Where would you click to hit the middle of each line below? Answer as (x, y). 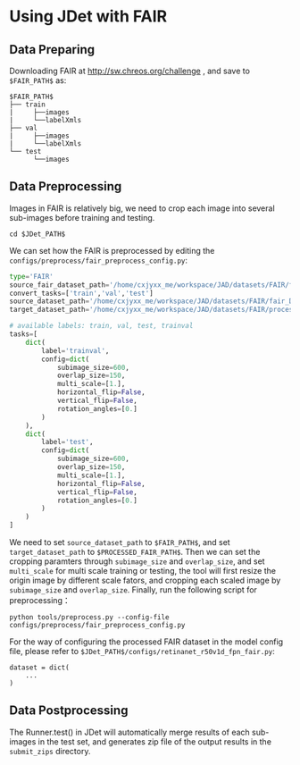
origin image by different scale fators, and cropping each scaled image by (145, 580)
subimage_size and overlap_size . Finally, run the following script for (133, 590)
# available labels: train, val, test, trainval (101, 326)
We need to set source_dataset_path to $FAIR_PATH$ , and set (120, 542)
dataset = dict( (39, 668)
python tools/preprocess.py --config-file (89, 618)
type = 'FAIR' (31, 276)
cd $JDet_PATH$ (37, 234)
